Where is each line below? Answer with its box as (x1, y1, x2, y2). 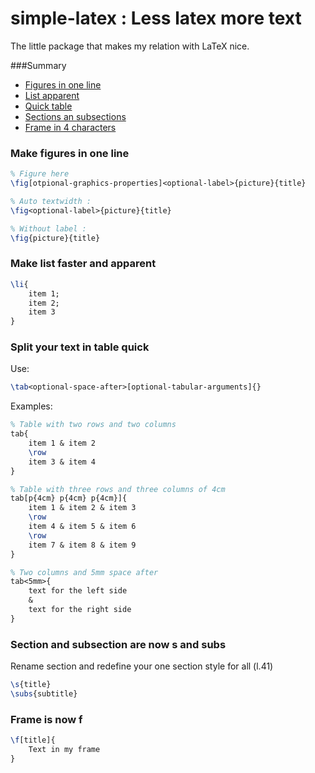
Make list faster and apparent (10, 257, 157, 271)
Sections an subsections (24, 110, 127, 122)
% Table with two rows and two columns (10, 420, 177, 430)
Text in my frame (28, 745, 101, 755)
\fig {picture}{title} (10, 233, 101, 243)
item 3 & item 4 (28, 457, 97, 467)
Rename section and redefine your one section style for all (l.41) (10, 660, 274, 672)
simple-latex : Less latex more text (10, 7, 302, 30)
